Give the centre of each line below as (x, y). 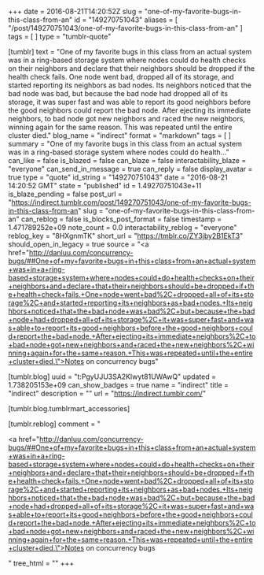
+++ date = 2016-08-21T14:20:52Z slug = (75, 11)
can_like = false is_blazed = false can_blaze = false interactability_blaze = (127, 160)
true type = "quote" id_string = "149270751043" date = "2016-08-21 (118, 177)
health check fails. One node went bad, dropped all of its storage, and (121, 77)
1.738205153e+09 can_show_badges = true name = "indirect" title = (119, 385)
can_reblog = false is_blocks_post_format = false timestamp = (121, 219)
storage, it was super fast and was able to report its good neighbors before (130, 102)
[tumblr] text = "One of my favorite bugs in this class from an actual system (130, 52)
